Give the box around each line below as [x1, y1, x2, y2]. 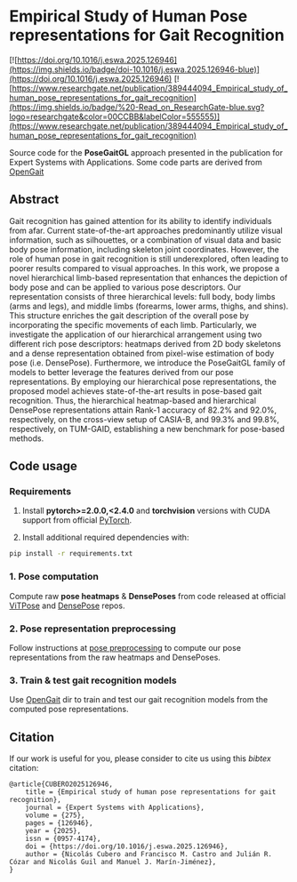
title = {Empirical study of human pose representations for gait [25, 788, 277, 797]
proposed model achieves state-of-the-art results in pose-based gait [9, 385, 262, 397]
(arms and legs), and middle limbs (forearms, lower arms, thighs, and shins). [9, 301, 289, 311]
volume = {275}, [25, 811, 86, 820]
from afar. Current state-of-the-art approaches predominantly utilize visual [9, 225, 283, 236]
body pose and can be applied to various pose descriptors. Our [9, 282, 242, 293]
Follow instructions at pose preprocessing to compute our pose [9, 642, 242, 653]
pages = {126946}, [25, 819, 93, 828]
